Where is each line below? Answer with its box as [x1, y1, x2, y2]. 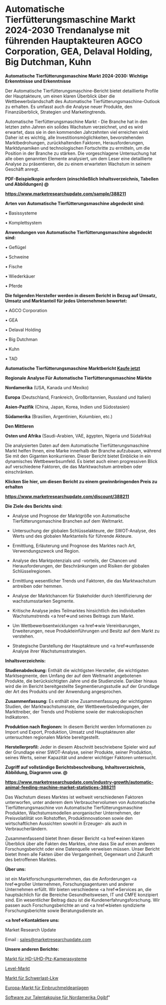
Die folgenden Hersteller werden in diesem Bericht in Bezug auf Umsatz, [5, 292, 157, 298]
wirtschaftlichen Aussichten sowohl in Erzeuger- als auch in [5, 820, 127, 826]
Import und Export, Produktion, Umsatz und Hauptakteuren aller [5, 729, 135, 735]
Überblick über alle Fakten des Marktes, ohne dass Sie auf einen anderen [5, 840, 155, 847]
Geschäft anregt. [5, 166, 40, 172]
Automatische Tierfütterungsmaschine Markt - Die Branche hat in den [5, 118, 148, 124]
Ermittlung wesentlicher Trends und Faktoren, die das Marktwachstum [12, 577, 156, 583]
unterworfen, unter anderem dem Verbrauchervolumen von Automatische [5, 799, 156, 805]
